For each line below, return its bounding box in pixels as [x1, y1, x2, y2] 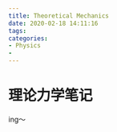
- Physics [8, 42, 42, 50]
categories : [8, 34, 48, 43]
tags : [8, 27, 26, 35]
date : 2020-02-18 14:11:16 [8, 19, 99, 27]
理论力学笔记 [8, 86, 94, 105]
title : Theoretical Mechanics [8, 11, 110, 20]
